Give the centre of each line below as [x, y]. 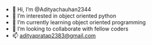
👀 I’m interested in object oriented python [64, 16]
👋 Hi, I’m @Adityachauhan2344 [52, 9]
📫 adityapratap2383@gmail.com [54, 36]
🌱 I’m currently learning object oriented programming [79, 22]
